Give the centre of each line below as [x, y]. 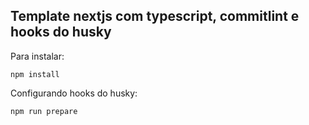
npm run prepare [44, 111]
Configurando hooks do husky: [74, 93]
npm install [35, 74]
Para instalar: [37, 56]
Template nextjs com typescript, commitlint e [155, 16]
